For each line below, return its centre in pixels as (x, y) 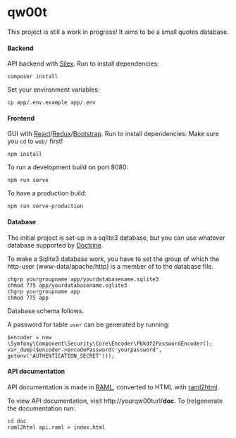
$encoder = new (30, 337)
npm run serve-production (45, 206)
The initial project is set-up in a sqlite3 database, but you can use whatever (116, 238)
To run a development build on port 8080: (68, 167)
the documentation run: (41, 408)
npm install (25, 154)
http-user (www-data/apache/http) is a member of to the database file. (110, 266)
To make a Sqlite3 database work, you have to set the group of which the (113, 259)
